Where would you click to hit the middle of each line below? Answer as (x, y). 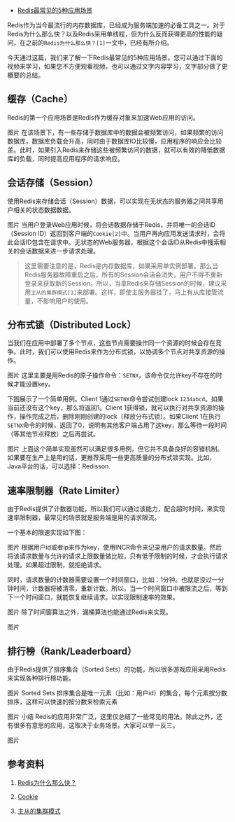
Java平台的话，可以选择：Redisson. (59, 466)
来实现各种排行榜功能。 (41, 678)
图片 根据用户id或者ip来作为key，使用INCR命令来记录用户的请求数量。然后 (115, 548)
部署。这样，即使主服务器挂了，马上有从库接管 (150, 292)
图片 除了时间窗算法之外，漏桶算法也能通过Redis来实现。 (90, 612)
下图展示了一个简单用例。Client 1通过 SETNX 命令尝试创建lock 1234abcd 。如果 (115, 399)
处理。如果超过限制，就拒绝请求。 (56, 565)
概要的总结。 (26, 75)
